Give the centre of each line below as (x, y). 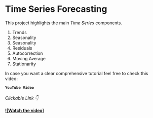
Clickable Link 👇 (22, 98)
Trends (19, 32)
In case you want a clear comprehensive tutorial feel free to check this (76, 73)
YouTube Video (20, 87)
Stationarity (24, 64)
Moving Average (29, 58)
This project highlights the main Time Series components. (64, 23)
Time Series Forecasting (56, 9)
